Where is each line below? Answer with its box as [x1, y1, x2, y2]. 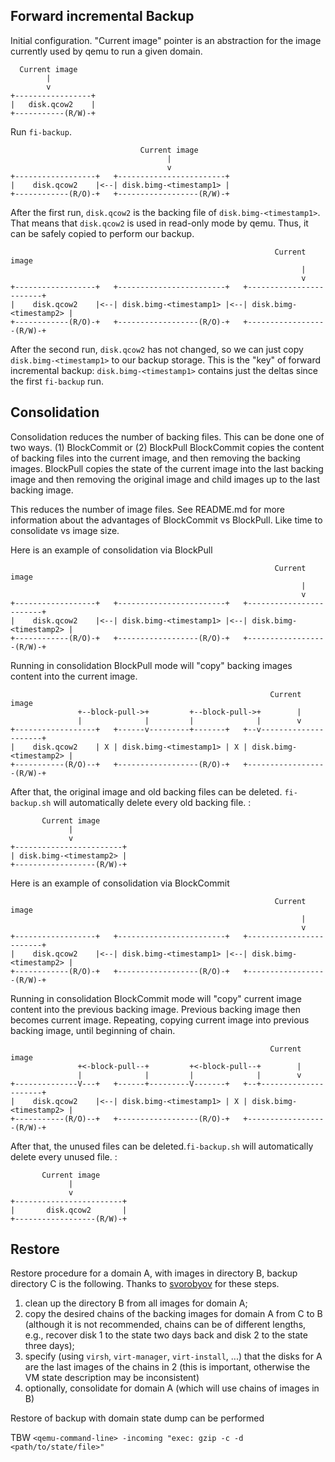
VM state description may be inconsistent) [24, 1372, 200, 1384]
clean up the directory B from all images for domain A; [24, 1297, 248, 1309]
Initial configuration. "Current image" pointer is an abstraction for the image [10, 34, 322, 46]
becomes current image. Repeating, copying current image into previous [10, 1014, 310, 1026]
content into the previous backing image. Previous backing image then [10, 1003, 301, 1015]
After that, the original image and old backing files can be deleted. [10, 785, 283, 798]
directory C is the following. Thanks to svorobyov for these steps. [10, 1278, 280, 1290]
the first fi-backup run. [10, 375, 104, 387]
